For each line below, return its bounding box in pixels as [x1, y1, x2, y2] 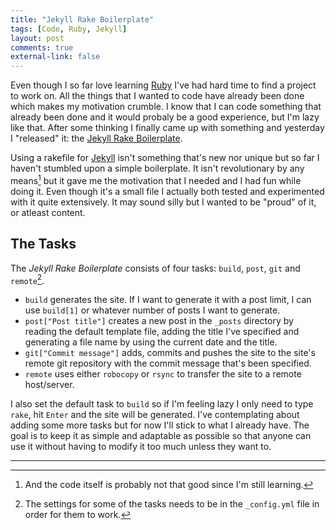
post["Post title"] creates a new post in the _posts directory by [24, 315, 294, 327]
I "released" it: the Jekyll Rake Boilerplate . [10, 132, 183, 145]
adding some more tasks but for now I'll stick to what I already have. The [10, 419, 310, 431]
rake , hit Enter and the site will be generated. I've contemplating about [10, 409, 300, 421]
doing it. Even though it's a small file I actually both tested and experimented [10, 185, 325, 197]
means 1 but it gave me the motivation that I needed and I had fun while [10, 173, 302, 186]
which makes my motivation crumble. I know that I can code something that [10, 101, 322, 113]
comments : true [10, 42, 74, 53]
